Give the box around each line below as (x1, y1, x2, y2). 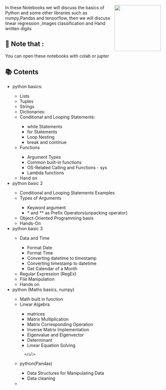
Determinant (27, 337, 53, 343)
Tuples (19, 98, 34, 104)
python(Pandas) (19, 360, 53, 366)
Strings (19, 104, 35, 109)
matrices (27, 311, 45, 317)
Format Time (27, 249, 53, 256)
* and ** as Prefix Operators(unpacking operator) (27, 210, 128, 215)
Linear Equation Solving (27, 342, 76, 348)
